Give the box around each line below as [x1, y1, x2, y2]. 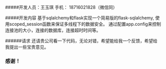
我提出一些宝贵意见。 [5, 44, 49, 50]
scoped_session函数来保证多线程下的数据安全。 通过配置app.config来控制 [9, 21, 161, 27]
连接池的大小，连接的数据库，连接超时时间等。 [5, 27, 101, 33]
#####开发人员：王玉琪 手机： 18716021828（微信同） [5, 4, 117, 10]
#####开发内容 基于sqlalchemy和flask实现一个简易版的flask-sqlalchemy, [5, 15, 155, 21]
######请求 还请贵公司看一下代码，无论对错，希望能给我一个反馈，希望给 [5, 38, 158, 44]
